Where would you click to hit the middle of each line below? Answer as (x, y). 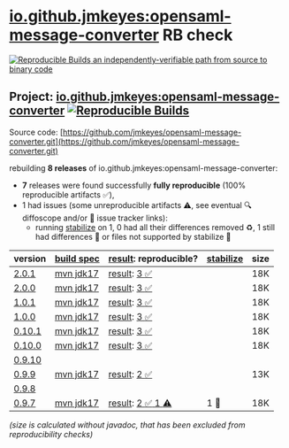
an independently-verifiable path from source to (180, 59)
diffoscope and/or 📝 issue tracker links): (95, 218)
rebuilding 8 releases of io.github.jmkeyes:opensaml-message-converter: (144, 168)
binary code (31, 69)
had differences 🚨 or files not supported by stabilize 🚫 (133, 236)
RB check (198, 35)
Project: (31, 97)
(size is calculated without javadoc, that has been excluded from (127, 425)
